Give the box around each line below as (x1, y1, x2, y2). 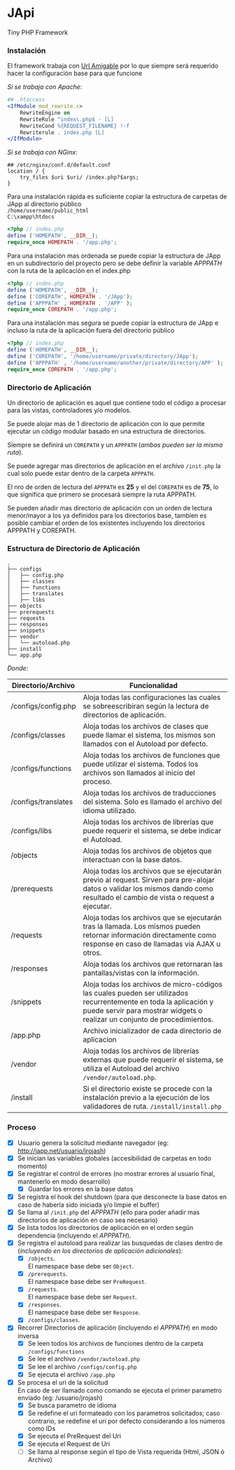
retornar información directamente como (83, 930, 217, 940)
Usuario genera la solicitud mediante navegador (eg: (17, 1139, 169, 1147)
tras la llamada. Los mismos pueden (83, 922, 201, 932)
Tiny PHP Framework (7, 28, 69, 37)
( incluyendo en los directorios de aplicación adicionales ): (17, 1247, 183, 1255)
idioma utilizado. (83, 806, 137, 816)
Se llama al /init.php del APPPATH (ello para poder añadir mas (17, 1207, 200, 1216)
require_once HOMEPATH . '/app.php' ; (7, 239, 117, 246)
